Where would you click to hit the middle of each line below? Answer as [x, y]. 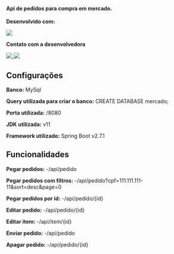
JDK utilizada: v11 [28, 125]
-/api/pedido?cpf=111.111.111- [109, 180]
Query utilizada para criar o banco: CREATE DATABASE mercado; [87, 101]
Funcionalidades [38, 155]
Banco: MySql [24, 90]
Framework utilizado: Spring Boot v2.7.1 [56, 136]
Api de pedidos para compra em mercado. [59, 8]
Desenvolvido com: [31, 21]
